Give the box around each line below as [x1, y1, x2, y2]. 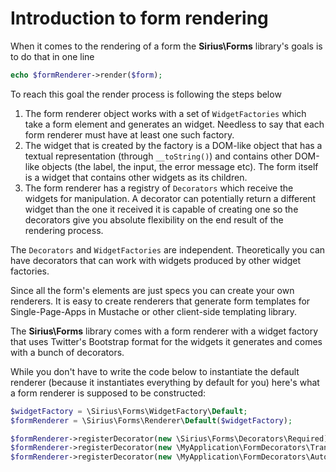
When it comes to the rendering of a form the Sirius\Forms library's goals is [10, 40, 323, 52]
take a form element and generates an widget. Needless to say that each [24, 118, 325, 130]
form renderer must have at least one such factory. [24, 128, 235, 141]
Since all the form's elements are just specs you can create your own [10, 284, 295, 296]
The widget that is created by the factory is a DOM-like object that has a [24, 139, 323, 151]
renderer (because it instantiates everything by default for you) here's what [10, 376, 320, 388]
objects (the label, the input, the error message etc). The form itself [41, 160, 319, 172]
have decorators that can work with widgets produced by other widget [10, 254, 302, 266]
